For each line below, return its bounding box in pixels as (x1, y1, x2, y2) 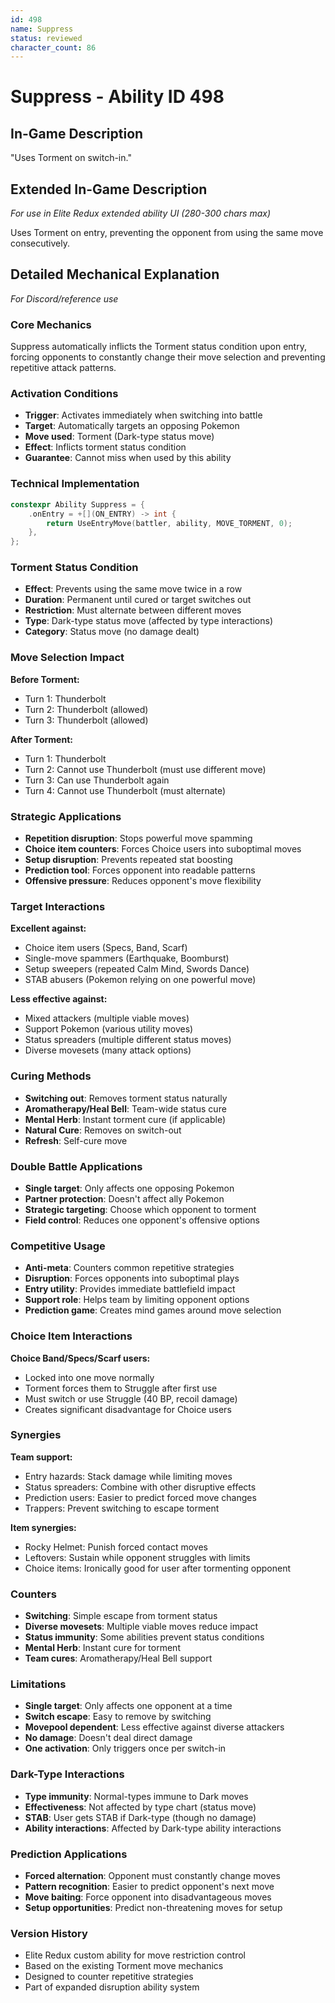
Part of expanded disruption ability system (24, 1981, 200, 1993)
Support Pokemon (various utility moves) (24, 1023, 194, 1035)
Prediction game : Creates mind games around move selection (24, 1304, 282, 1316)
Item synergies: (10, 1521, 77, 1533)
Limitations (10, 1677, 67, 1691)
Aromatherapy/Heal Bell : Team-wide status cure (24, 1102, 227, 1115)
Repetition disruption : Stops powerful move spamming (24, 832, 253, 845)
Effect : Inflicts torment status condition (24, 441, 187, 453)
